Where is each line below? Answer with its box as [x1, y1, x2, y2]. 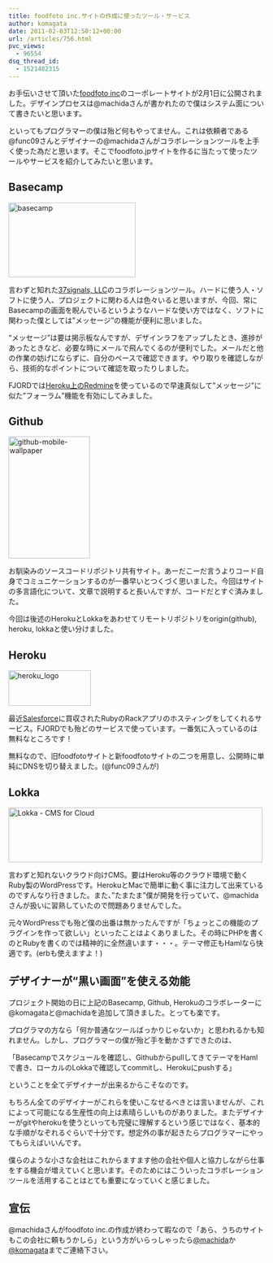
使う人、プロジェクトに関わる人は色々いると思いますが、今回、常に [29, 294, 258, 305]
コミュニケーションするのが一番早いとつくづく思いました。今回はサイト [22, 577, 265, 586]
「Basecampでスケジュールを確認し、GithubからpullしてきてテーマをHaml [8, 1052, 258, 1062]
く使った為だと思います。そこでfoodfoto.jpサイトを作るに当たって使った [8, 146, 251, 155]
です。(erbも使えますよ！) [15, 948, 103, 958]
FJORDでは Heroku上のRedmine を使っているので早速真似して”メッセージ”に [8, 380, 262, 390]
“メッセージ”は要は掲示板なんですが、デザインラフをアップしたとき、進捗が [8, 333, 263, 342]
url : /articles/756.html [8, 34, 93, 43]
